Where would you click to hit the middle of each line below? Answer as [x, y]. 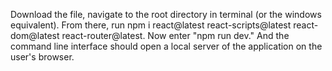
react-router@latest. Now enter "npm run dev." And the [175, 35]
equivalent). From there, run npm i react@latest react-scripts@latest [151, 25]
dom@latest [35, 35]
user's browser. [42, 57]
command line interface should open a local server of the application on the [166, 46]
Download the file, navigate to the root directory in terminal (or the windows [166, 14]
